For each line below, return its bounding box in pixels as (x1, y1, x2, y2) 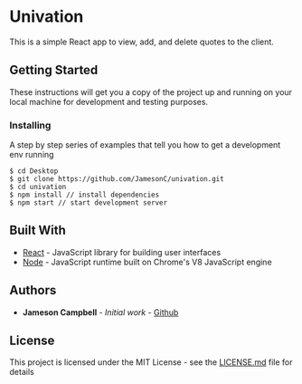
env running (9, 149, 54, 160)
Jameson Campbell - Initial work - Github (22, 306, 179, 318)
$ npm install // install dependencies (9, 190, 160, 200)
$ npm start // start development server (9, 198, 168, 207)
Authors (9, 283, 57, 298)
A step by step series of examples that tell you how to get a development (9, 139, 281, 150)
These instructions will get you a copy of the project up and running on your (9, 86, 292, 97)
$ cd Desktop (9, 167, 59, 176)
